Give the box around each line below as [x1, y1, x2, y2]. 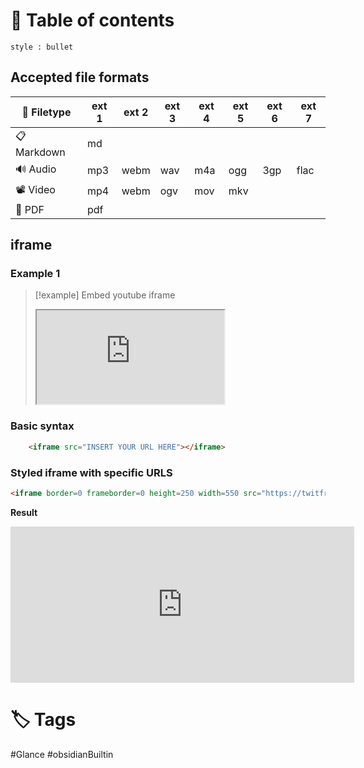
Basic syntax [10, 419, 75, 433]
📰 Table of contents [10, 9, 175, 32]
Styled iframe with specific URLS [10, 465, 173, 479]
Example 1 [10, 267, 61, 281]
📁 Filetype [21, 105, 72, 119]
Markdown [15, 145, 66, 159]
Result [10, 506, 38, 518]
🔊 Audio [15, 162, 57, 176]
